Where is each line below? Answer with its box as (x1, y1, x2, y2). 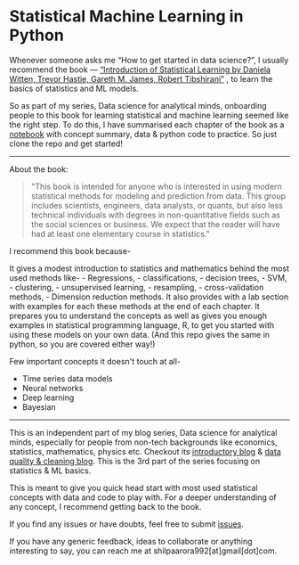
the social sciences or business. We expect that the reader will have (30, 218, 280, 229)
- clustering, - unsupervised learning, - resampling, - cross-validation (9, 282, 264, 292)
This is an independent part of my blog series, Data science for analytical (9, 427, 278, 438)
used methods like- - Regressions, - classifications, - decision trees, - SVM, (9, 272, 287, 282)
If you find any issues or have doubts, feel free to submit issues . (9, 519, 245, 529)
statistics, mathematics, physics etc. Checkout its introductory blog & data (9, 446, 282, 456)
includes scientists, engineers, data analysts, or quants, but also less (30, 200, 283, 210)
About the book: (9, 163, 69, 175)
